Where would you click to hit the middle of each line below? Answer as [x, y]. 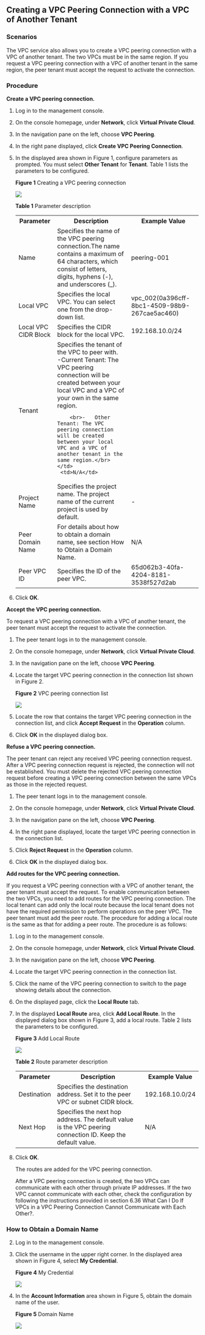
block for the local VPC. [91, 334]
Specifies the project [87, 486]
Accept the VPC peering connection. [54, 609]
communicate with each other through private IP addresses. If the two [103, 1187]
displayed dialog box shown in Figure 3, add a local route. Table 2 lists [103, 1020]
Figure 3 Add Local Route [47, 1038]
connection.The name [88, 246]
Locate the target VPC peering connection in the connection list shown [104, 675]
